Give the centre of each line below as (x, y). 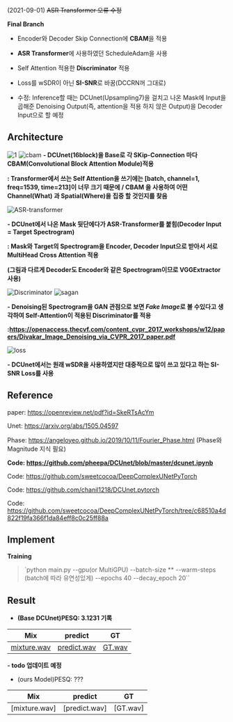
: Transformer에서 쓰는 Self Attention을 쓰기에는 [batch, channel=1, (104, 178)
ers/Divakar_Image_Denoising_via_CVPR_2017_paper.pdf (91, 337)
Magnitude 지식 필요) (37, 449)
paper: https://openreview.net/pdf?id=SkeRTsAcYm (81, 412)
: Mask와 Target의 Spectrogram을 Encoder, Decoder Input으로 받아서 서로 (112, 246)
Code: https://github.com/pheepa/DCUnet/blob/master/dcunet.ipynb (110, 463)
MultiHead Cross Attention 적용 (53, 255)
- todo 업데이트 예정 (34, 666)
